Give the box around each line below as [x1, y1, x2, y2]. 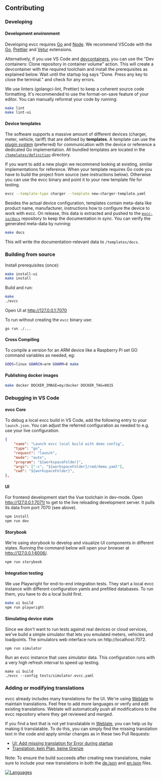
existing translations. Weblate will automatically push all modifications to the [5, 706, 157, 712]
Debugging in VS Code [5, 395, 59, 401]
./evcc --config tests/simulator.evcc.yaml [5, 673, 94, 679]
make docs [5, 230, 25, 235]
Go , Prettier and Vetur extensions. [5, 46, 73, 52]
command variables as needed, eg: [5, 352, 75, 358]
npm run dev [5, 519, 29, 524]
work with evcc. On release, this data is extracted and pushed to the [5, 211, 141, 216]
